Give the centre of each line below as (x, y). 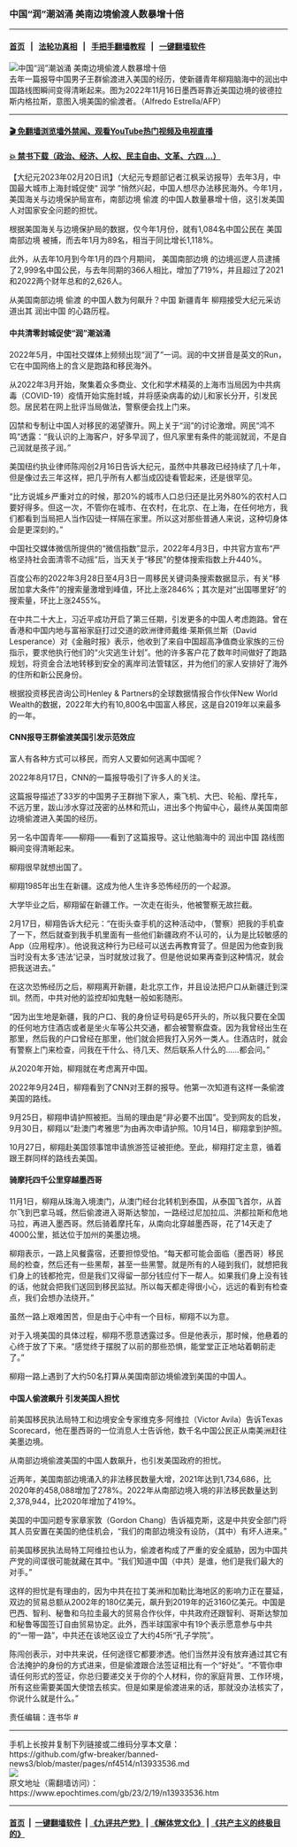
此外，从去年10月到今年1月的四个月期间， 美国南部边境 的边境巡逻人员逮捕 (145, 259)
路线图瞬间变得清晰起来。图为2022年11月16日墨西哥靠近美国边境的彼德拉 (149, 89)
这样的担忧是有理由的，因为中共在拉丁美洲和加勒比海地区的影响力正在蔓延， (148, 1591)
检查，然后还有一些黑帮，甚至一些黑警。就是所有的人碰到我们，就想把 (152, 1264)
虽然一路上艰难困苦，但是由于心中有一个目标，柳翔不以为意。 (122, 1316)
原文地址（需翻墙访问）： (54, 1783)
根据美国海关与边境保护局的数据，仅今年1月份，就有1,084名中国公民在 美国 (146, 229)
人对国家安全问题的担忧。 (56, 211)
